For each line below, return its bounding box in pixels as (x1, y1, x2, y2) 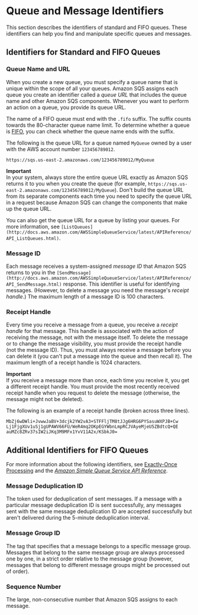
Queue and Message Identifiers (6, 4, 164, 18)
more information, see (6, 223, 60, 230)
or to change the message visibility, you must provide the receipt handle (6, 340, 182, 347)
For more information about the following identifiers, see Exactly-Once (6, 461, 177, 468)
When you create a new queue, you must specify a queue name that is (6, 78, 178, 85)
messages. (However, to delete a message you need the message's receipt (6, 286, 189, 294)
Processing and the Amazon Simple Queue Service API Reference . (6, 467, 168, 475)
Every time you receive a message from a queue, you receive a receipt (6, 321, 178, 328)
